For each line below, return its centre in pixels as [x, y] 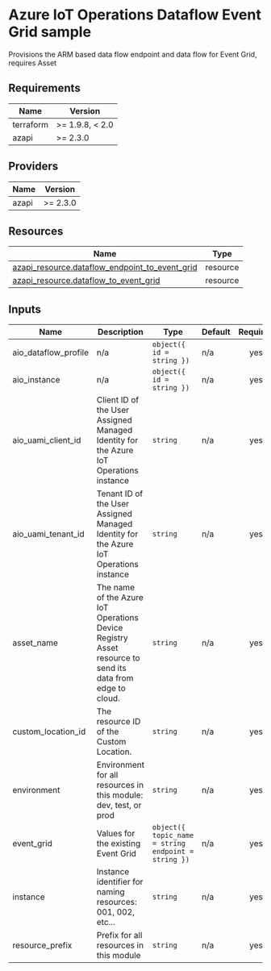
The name [116, 588]
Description [121, 332]
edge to [111, 689]
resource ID [119, 722]
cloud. [108, 698]
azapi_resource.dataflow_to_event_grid [86, 281]
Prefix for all [119, 936]
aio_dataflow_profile [51, 352]
